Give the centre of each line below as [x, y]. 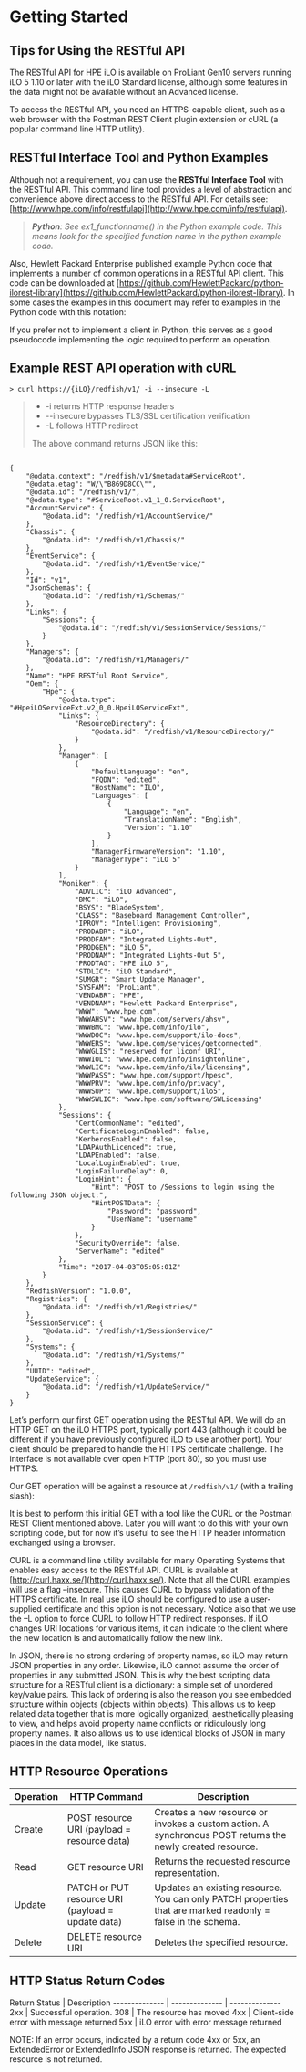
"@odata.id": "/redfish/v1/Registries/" [120, 1307]
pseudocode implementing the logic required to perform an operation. [141, 339]
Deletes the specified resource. [221, 1942]
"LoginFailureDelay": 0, [122, 1171]
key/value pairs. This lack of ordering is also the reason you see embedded [150, 1694]
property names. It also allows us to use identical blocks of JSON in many [148, 1733]
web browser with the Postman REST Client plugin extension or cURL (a [144, 119]
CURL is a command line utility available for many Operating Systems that [147, 1560]
